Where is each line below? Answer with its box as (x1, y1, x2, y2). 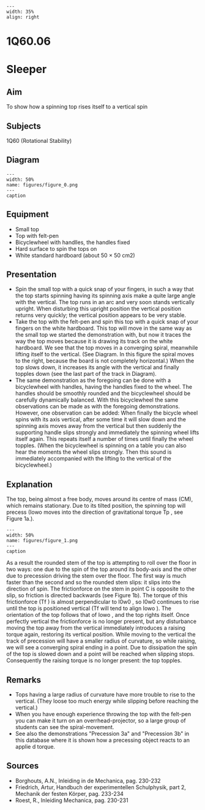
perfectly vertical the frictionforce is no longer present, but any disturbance (6, 617, 197, 625)
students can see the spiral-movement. (15, 724, 114, 731)
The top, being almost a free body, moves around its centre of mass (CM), (6, 495, 193, 503)
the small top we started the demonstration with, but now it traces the (15, 331, 191, 338)
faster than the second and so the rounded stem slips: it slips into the (6, 579, 181, 586)
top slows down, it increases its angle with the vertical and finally (15, 364, 179, 371)
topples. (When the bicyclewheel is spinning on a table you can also (15, 442, 187, 449)
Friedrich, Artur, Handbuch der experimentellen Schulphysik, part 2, (15, 783, 187, 791)
